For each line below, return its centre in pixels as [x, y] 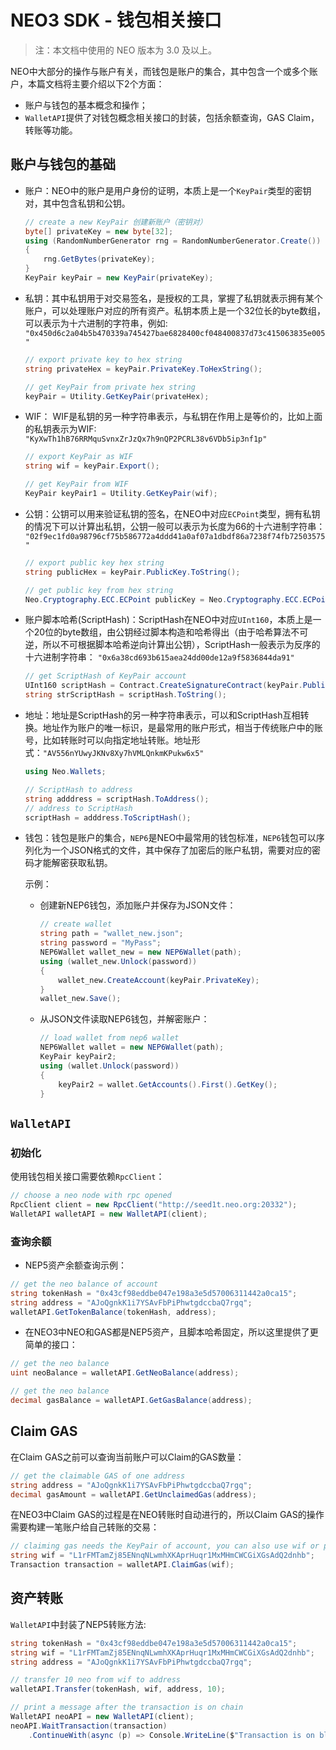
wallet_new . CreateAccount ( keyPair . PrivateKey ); [159, 980]
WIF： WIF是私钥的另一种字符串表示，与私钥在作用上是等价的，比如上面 [173, 417]
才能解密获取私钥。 [73, 863]
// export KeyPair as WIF [78, 457]
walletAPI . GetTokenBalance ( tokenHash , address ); [113, 1312]
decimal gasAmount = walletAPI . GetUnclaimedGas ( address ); [133, 1494]
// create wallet [76, 924]
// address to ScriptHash [78, 808]
